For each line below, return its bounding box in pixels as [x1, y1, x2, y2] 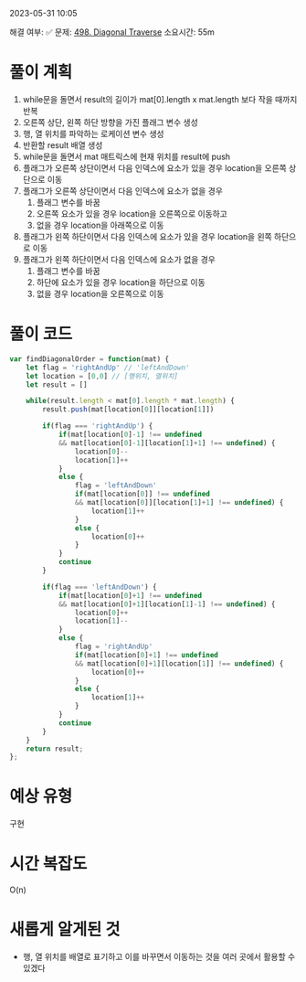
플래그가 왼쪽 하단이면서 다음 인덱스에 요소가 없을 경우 [22, 253, 216, 264]
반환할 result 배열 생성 [22, 139, 103, 150]
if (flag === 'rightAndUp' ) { [42, 422, 153, 431]
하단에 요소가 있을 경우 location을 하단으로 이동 [36, 276, 206, 287]
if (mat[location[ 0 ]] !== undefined [74, 489, 210, 499]
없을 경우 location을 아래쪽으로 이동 [36, 219, 164, 230]
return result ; [26, 744, 84, 753]
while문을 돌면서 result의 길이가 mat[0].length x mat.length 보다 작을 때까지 [22, 93, 298, 104]
